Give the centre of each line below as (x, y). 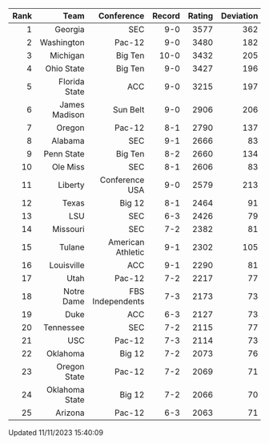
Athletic (130, 252)
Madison (68, 114)
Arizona (70, 413)
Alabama (68, 141)
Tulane (72, 247)
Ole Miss (68, 167)
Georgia (70, 29)
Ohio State (65, 69)
